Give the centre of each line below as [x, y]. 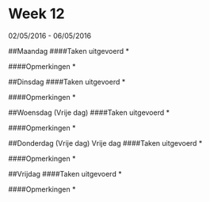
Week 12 [36, 14]
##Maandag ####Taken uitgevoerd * [69, 51]
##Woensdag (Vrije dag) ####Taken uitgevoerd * [89, 112]
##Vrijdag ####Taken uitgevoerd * [65, 173]
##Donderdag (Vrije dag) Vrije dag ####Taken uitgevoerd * [105, 143]
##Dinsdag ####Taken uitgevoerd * [67, 82]
